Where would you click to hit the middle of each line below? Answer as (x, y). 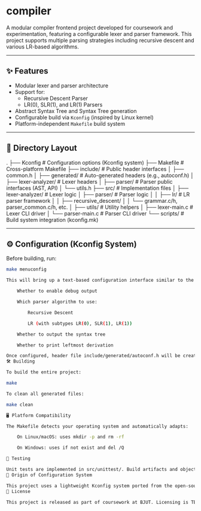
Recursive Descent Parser (56, 98)
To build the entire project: (44, 372)
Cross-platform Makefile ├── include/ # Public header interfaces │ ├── (95, 169)
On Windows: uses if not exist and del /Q (71, 448)
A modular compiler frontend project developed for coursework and (90, 28)
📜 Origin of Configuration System (49, 475)
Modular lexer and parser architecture (62, 86)
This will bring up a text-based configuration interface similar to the (100, 280)
